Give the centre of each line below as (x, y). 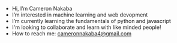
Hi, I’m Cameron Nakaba (42, 9)
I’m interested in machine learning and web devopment (80, 15)
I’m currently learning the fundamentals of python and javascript (91, 21)
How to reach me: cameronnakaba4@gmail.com (72, 34)
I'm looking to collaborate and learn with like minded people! (86, 27)
